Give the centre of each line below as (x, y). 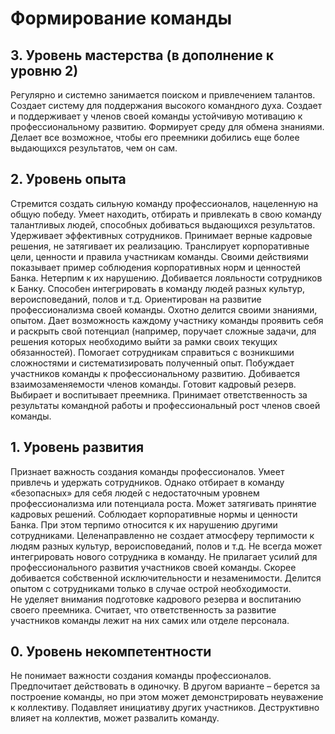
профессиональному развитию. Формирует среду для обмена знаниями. (167, 126)
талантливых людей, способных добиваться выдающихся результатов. (163, 224)
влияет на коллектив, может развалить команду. (115, 718)
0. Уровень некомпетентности (111, 652)
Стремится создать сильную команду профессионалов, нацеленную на (164, 203)
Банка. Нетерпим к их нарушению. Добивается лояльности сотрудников (166, 278)
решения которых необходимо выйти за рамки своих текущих (144, 341)
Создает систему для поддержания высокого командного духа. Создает (166, 105)
